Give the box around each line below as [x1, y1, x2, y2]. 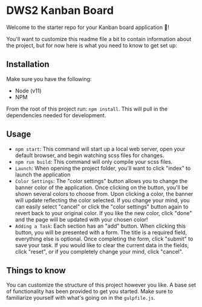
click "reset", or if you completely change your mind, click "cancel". [15, 248, 183, 255]
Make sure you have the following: [6, 75, 92, 82]
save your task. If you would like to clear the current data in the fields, [15, 241, 189, 248]
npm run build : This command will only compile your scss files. [15, 158, 173, 165]
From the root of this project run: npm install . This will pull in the [6, 105, 168, 112]
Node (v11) [15, 87, 42, 94]
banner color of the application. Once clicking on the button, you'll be [15, 184, 189, 191]
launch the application [15, 170, 71, 178]
